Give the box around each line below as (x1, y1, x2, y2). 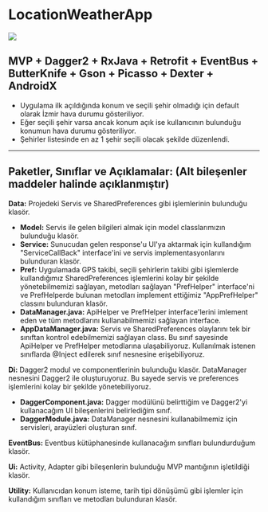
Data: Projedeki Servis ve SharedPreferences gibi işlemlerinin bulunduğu (8, 198, 247, 208)
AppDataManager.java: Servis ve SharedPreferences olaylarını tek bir (19, 324, 251, 334)
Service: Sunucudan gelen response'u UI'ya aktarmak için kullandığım (19, 239, 251, 248)
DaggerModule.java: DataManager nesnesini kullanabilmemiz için (19, 414, 238, 424)
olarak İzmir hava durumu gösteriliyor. (19, 109, 144, 119)
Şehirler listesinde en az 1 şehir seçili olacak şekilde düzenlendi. (19, 134, 230, 144)
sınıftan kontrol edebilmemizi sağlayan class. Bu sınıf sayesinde (19, 332, 229, 342)
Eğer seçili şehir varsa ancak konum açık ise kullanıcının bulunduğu (19, 117, 242, 127)
